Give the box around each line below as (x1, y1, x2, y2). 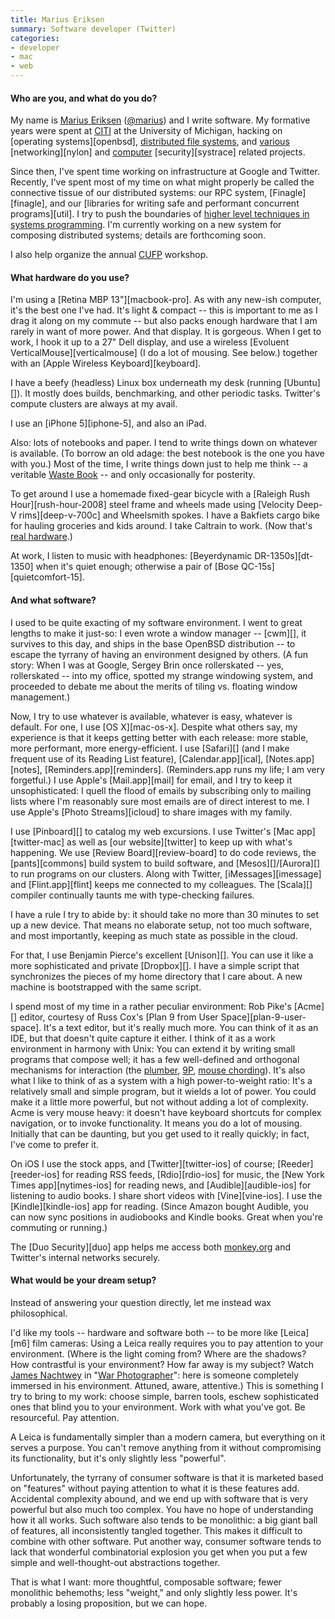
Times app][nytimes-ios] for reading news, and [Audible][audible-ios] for (10, 1179, 312, 1191)
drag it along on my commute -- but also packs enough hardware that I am (10, 315, 318, 327)
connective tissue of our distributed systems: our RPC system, (10, 187, 268, 199)
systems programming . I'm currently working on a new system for (10, 219, 282, 231)
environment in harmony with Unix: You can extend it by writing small (10, 1042, 296, 1055)
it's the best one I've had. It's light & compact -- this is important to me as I (10, 304, 318, 316)
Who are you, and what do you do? (10, 92, 158, 104)
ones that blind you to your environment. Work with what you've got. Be (10, 1401, 306, 1413)
